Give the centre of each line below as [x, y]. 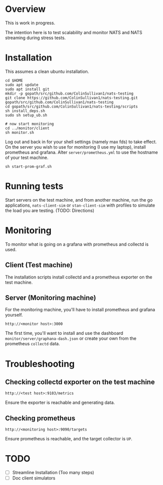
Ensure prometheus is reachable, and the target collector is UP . [69, 439]
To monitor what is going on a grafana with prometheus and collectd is [77, 244]
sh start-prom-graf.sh [28, 166]
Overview [25, 9]
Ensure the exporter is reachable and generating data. [60, 403]
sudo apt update [22, 85]
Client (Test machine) [39, 265]
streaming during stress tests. [35, 38]
